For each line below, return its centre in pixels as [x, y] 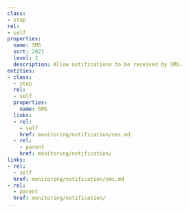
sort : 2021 [29, 52]
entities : [21, 71]
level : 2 [26, 58]
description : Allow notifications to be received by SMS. [98, 64]
